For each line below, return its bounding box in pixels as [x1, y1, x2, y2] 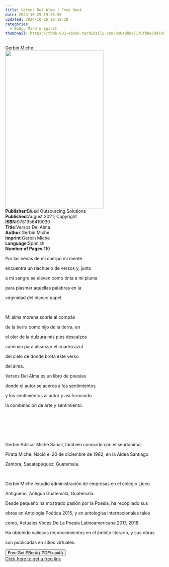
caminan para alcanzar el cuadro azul [5, 344, 83, 349]
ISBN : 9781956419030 [5, 219, 50, 225]
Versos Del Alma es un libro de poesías [5, 373, 87, 379]
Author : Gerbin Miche [5, 229, 50, 235]
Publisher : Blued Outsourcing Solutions [5, 208, 87, 214]
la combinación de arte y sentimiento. [5, 402, 83, 408]
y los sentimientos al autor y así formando [5, 393, 92, 398]
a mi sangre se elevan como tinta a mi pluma [5, 275, 98, 281]
